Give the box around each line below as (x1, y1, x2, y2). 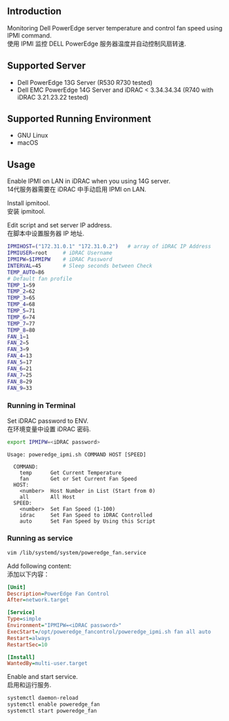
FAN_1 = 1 (7, 333, 30, 340)
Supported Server (7, 60, 86, 72)
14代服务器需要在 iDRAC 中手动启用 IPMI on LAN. (7, 185, 147, 194)
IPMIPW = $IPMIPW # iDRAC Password (7, 256, 112, 263)
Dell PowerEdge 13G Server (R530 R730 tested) (17, 78, 153, 86)
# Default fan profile (7, 275, 72, 282)
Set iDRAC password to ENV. (7, 416, 89, 424)
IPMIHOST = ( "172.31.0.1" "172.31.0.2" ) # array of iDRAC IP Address (7, 243, 212, 250)
